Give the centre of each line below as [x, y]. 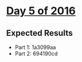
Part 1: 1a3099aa [35, 47]
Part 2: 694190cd [36, 54]
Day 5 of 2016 [41, 11]
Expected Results [40, 33]
